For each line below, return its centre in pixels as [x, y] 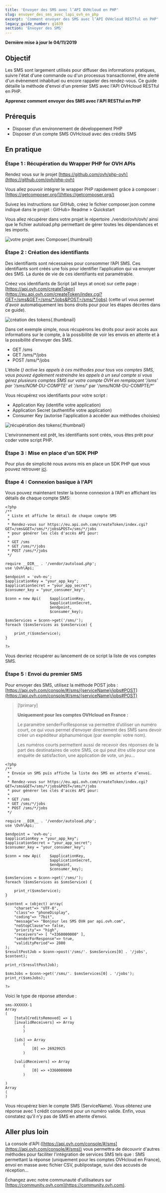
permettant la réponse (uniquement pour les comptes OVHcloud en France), [83, 1160]
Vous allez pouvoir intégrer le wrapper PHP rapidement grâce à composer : [82, 189]
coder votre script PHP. [29, 440]
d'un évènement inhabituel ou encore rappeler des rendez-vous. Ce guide [81, 81]
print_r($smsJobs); [25, 978]
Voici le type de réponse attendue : [41, 996]
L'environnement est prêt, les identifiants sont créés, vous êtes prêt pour [80, 435]
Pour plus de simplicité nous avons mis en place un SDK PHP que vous [78, 464]
